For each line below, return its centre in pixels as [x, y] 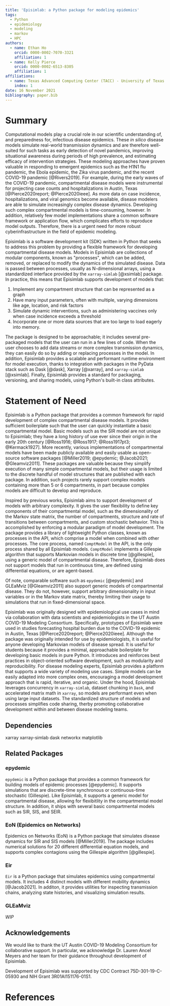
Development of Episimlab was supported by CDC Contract [67, 971]
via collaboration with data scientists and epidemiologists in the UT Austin [82, 617]
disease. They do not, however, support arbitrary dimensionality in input [80, 591]
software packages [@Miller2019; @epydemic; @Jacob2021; [85, 458]
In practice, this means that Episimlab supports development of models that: [85, 279]
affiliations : [20, 76]
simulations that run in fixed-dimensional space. [55, 602]
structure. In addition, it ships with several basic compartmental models [80, 806]
